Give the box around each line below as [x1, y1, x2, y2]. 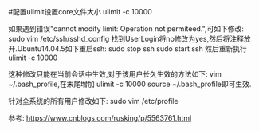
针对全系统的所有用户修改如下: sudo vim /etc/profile [8, 97, 179, 105]
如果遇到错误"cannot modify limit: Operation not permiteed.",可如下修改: [8, 24, 245, 34]
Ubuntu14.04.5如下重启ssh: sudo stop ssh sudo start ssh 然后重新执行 [17, 44, 247, 54]
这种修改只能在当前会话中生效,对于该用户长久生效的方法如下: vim [8, 69, 222, 78]
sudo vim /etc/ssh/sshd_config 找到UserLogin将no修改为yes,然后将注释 [8, 34, 245, 43]
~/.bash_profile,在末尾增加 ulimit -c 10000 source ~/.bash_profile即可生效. [8, 79, 252, 89]
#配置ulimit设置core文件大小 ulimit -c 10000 [8, 7, 153, 16]
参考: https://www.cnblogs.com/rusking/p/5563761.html [8, 113, 192, 122]
